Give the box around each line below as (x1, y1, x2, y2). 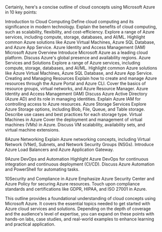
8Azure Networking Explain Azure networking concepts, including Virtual (5, 136, 151, 142)
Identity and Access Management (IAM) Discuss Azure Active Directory (5, 91, 147, 97)
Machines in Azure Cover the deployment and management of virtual (5, 116, 143, 122)
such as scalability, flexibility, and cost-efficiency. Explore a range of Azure (5, 29, 155, 34)
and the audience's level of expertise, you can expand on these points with (5, 211, 155, 216)
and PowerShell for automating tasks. (5, 166, 80, 172)
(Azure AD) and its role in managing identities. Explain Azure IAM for (5, 96, 141, 101)
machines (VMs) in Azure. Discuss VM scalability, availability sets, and (5, 122, 145, 128)
